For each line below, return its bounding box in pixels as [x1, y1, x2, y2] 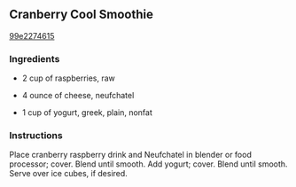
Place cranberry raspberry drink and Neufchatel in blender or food [9, 150, 253, 160]
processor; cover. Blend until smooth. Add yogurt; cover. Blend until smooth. [9, 159, 288, 169]
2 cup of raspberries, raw [21, 73, 115, 83]
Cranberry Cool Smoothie [9, 7, 153, 22]
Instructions [9, 129, 64, 142]
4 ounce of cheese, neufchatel [21, 90, 135, 101]
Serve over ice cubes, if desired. [9, 168, 129, 179]
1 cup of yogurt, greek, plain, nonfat [21, 107, 153, 118]
